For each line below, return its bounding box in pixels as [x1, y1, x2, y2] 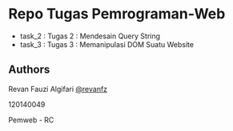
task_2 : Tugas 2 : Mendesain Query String [19, 31, 161, 41]
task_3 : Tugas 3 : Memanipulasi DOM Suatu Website [19, 39, 195, 49]
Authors [8, 63, 50, 77]
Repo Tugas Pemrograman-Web [8, 5, 226, 23]
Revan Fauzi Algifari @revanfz [8, 84, 108, 93]
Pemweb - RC [8, 115, 54, 125]
